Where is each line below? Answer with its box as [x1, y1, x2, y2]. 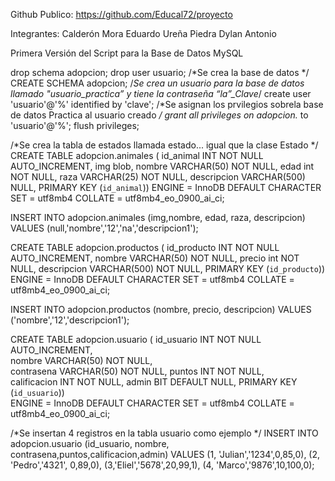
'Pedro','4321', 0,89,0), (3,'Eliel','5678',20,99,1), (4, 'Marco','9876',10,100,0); [10, 459, 315, 471]
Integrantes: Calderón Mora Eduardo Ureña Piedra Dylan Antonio [10, 28, 277, 39]
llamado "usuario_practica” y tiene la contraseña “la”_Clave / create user [10, 88, 312, 99]
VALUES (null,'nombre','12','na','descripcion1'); [10, 222, 199, 234]
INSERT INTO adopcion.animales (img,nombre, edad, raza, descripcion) [10, 212, 306, 223]
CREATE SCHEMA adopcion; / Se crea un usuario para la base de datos [10, 77, 305, 89]
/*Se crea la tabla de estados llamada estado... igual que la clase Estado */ [10, 139, 319, 151]
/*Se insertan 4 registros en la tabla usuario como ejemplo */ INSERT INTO [10, 427, 319, 439]
